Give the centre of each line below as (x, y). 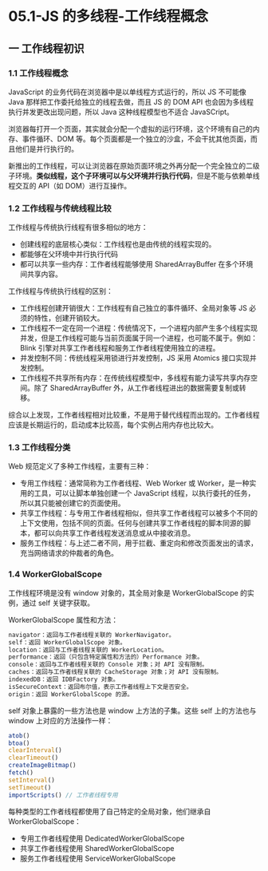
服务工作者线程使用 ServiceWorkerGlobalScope (98, 858)
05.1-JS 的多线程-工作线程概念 (108, 16)
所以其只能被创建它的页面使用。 (72, 503)
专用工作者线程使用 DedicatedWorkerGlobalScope (102, 838)
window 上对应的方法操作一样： (61, 720)
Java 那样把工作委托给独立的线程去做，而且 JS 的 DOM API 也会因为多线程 (131, 101)
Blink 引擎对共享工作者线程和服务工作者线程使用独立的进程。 (120, 348)
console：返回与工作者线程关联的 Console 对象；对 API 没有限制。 (108, 665)
